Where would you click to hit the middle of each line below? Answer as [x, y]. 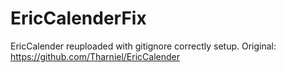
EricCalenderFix [78, 18]
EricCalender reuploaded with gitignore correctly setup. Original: [143, 46]
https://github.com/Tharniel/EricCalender [95, 56]
